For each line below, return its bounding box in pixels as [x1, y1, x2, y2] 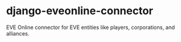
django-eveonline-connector [6, 4, 154, 18]
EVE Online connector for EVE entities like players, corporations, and [6, 24, 175, 31]
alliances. [6, 30, 30, 37]
